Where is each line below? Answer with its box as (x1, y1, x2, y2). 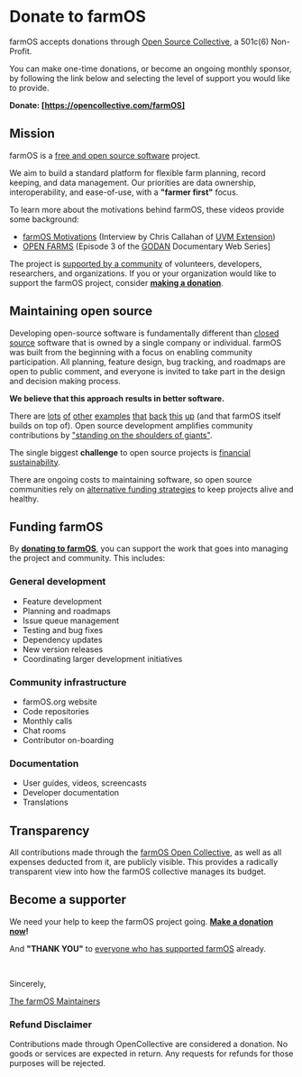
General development (9, 575, 106, 588)
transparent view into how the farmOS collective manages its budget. (9, 866, 267, 877)
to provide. (9, 82, 50, 93)
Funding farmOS (9, 519, 104, 534)
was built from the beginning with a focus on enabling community (9, 346, 253, 357)
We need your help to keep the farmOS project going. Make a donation (9, 916, 274, 926)
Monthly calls (22, 715, 73, 726)
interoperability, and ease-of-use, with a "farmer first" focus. (9, 187, 239, 198)
